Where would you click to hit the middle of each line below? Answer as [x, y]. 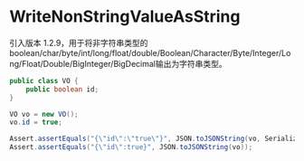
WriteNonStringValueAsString [125, 17]
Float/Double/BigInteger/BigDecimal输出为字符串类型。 [124, 63]
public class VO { [44, 80]
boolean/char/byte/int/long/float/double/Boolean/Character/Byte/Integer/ [146, 52]
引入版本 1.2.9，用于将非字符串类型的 [79, 43]
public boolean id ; [62, 89]
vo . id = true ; [36, 123]
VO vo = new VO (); [44, 114]
